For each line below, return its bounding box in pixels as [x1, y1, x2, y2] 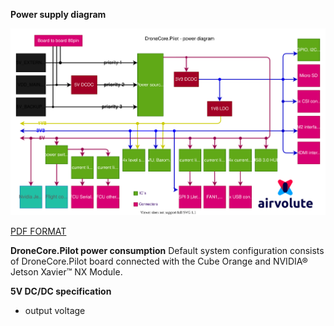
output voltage [24, 304, 86, 316]
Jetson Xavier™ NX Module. [10, 265, 123, 278]
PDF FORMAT [10, 225, 67, 237]
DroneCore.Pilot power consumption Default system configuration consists [10, 244, 325, 256]
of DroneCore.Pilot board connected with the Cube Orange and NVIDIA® [10, 255, 308, 267]
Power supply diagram [10, 9, 107, 20]
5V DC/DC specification [10, 285, 112, 297]
